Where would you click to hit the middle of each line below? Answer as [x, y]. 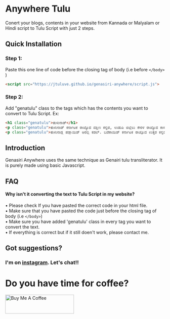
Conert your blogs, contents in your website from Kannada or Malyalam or [82, 23]
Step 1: [14, 59]
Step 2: [14, 97]
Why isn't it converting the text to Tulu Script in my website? [70, 194]
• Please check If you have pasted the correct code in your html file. [76, 205]
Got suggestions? [34, 248]
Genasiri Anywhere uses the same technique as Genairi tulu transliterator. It [84, 160]
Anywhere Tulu [38, 9]
